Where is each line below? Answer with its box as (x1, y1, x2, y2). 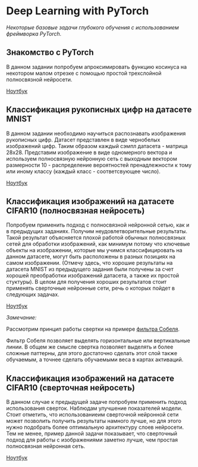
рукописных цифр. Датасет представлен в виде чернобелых (6, 136, 161, 143)
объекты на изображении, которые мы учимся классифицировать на (6, 247, 183, 254)
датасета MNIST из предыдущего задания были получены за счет (6, 266, 174, 273)
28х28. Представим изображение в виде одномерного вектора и (6, 149, 172, 156)
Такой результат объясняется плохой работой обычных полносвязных (6, 234, 186, 242)
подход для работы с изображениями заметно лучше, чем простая (6, 436, 178, 444)
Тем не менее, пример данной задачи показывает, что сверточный (6, 430, 177, 437)
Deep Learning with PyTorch (6, 4, 149, 18)
